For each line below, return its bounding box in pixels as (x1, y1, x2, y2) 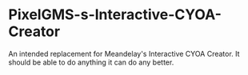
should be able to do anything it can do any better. (8, 57, 174, 67)
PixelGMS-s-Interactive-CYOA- (8, 6, 222, 24)
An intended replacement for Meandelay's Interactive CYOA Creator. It (8, 49, 240, 58)
